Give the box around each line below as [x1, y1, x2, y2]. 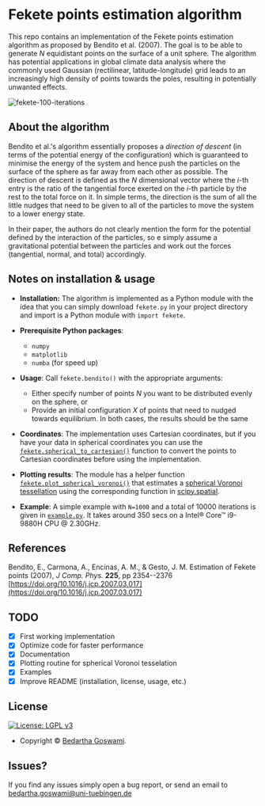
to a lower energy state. [8, 208, 85, 219]
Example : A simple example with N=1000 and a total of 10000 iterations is [19, 501, 256, 511]
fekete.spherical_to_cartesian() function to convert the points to [19, 446, 237, 455]
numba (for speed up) [31, 358, 99, 367]
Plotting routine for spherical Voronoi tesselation [19, 659, 178, 668]
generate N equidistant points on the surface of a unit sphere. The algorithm [8, 48, 257, 58]
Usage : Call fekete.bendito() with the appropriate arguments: [19, 373, 223, 382]
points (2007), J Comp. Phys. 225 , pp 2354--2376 [8, 571, 172, 580]
